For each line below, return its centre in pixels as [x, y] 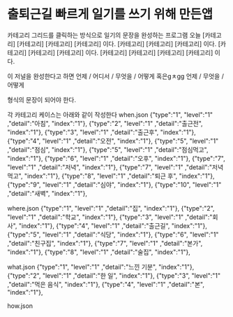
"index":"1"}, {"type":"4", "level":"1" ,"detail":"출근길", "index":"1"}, [113, 225]
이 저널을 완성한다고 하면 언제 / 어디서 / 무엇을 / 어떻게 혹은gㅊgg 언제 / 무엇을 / [116, 76]
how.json [20, 306]
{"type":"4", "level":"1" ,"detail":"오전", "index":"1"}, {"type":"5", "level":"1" [113, 141]
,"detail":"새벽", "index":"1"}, [47, 193]
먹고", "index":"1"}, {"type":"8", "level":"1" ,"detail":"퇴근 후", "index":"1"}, [111, 176]
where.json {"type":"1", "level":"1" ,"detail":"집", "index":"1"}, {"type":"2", [111, 208]
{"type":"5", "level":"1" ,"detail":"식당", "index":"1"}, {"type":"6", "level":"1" [113, 234]
